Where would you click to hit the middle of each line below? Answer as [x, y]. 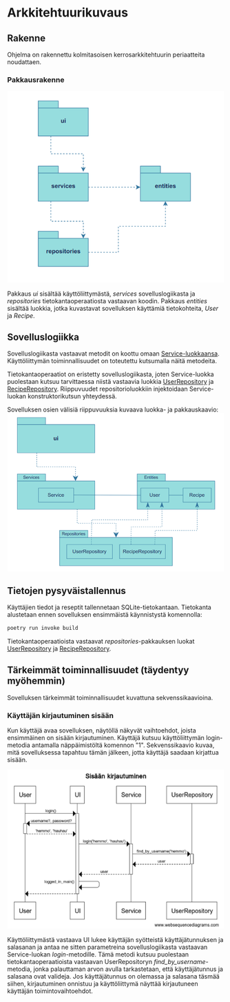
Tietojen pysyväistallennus [66, 591]
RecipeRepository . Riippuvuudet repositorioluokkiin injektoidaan [97, 389]
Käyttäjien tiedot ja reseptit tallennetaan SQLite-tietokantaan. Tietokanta [109, 607]
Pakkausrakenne [36, 79]
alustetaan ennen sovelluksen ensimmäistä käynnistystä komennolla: [105, 615]
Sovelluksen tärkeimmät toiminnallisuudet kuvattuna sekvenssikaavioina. [110, 697]
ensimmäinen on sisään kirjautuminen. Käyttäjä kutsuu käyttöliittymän [106, 738]
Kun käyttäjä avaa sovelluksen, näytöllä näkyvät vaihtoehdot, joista [102, 730]
